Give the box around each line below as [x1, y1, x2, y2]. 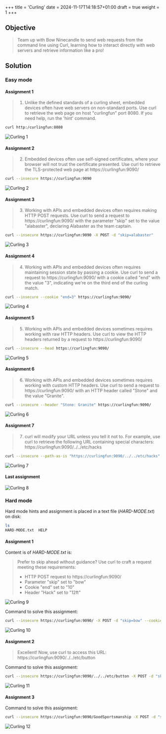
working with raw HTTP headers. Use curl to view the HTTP [24, 331, 147, 337]
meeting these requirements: [17, 564, 76, 570]
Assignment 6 [5, 366, 35, 372]
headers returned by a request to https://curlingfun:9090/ [24, 336, 142, 342]
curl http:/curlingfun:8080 [5, 125, 63, 130]
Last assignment [5, 474, 41, 480]
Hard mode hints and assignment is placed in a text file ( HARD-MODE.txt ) [5, 508, 155, 514]
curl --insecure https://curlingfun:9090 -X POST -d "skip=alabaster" [5, 233, 154, 238]
